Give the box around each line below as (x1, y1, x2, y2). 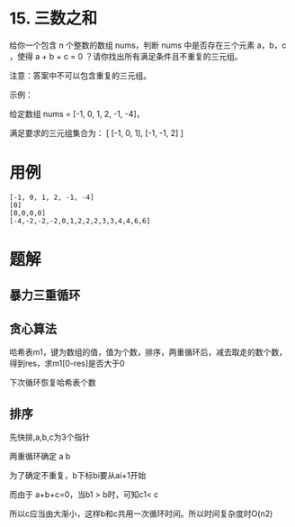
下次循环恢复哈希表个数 (9, 377, 96, 388)
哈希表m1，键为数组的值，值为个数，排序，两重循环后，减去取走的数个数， (9, 347, 288, 358)
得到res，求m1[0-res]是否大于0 (9, 358, 125, 369)
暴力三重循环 (9, 287, 81, 303)
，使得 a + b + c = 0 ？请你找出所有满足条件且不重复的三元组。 (9, 50, 243, 61)
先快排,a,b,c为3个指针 (9, 432, 91, 442)
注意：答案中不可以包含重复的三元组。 (9, 69, 151, 81)
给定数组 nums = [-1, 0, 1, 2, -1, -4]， (9, 108, 145, 119)
